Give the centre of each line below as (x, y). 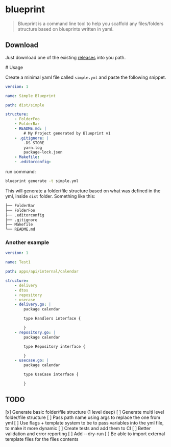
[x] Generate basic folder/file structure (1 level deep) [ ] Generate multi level (85, 412)
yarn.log (33, 148)
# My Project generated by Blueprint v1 (67, 133)
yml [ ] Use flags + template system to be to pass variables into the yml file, (84, 422)
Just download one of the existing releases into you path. (66, 57)
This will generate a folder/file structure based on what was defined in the (83, 191)
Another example (27, 242)
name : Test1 (18, 262)
